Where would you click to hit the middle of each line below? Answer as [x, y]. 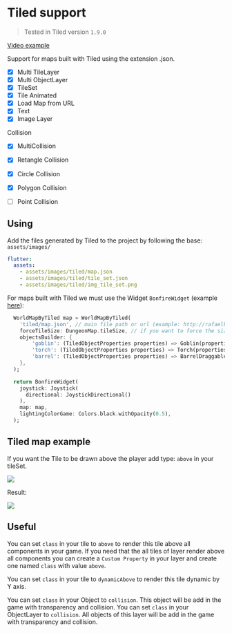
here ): [16, 305]
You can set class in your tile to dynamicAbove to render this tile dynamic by [113, 579]
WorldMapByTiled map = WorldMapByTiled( [72, 318]
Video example [28, 45]
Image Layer [35, 119]
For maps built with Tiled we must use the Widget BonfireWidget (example [113, 298]
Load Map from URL [46, 103]
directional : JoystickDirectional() [78, 395]
